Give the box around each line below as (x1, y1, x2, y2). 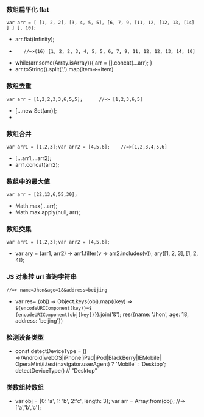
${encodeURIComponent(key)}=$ (15, 305, 93, 311)
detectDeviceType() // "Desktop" (15, 367, 97, 374)
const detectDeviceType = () (15, 348, 87, 355)
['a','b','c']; (15, 404, 41, 412)
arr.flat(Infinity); (15, 35, 55, 43)
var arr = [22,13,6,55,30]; (6, 192, 78, 198)
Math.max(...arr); (15, 202, 58, 209)
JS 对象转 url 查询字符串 (6, 273, 77, 281)
